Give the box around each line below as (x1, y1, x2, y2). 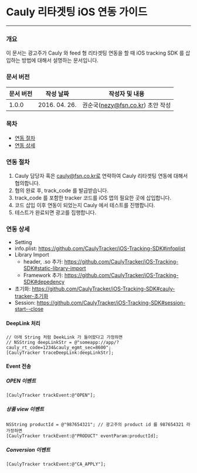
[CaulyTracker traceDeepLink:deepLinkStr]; (6, 350, 114, 356)
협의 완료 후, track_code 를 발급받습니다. (14, 187, 109, 194)
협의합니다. (14, 180, 40, 187)
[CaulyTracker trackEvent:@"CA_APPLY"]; (6, 461, 107, 467)
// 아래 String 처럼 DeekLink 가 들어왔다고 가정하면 (6, 334, 123, 340)
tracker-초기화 (14, 293, 49, 300)
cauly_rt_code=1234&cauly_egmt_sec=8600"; (6, 344, 111, 350)
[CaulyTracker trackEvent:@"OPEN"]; (6, 393, 96, 398)
